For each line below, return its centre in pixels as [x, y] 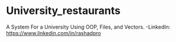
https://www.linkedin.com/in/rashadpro [54, 33]
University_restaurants [63, 11]
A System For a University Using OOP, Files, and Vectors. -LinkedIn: [88, 27]
